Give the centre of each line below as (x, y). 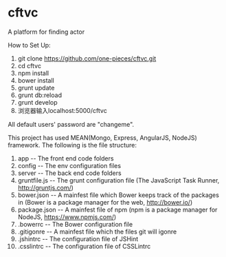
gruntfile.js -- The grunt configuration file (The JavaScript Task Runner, (118, 180)
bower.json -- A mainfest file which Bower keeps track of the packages (118, 195)
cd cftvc (30, 65)
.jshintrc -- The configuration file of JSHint (78, 238)
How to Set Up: (29, 45)
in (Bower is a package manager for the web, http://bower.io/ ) (105, 202)
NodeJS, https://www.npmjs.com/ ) (67, 217)
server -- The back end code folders (70, 173)
